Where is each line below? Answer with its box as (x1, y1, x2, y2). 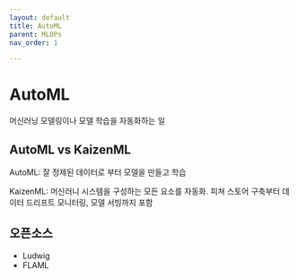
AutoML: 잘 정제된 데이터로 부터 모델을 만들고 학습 (9, 167, 187, 178)
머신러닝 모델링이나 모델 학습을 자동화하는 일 (9, 116, 166, 126)
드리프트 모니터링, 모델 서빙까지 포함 (25, 197, 153, 207)
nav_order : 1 (9, 38, 58, 48)
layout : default (9, 13, 70, 22)
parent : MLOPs (9, 30, 63, 39)
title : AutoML (9, 22, 63, 30)
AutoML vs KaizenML (9, 142, 132, 157)
